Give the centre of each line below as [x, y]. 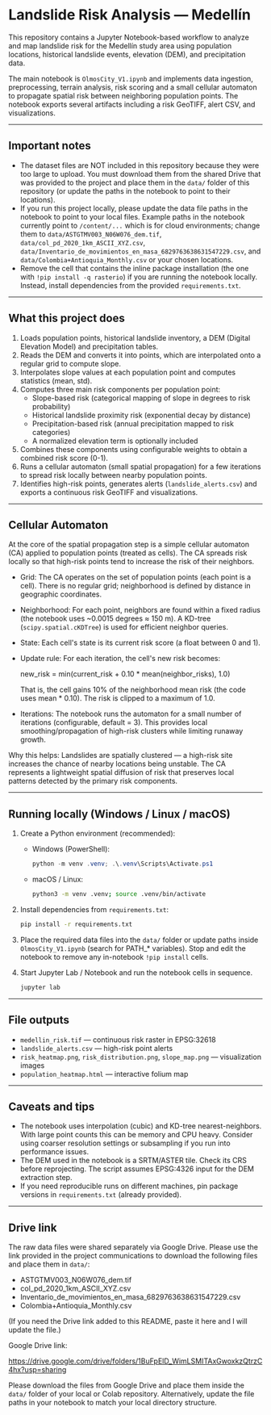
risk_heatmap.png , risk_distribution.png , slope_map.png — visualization [141, 1057]
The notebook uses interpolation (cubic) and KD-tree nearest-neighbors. [141, 1126]
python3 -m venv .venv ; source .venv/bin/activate [119, 894]
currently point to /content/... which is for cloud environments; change [140, 225]
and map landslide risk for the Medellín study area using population [120, 45]
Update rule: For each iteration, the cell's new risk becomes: [120, 659]
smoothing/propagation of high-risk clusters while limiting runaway [131, 731]
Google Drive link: [38, 1346]
